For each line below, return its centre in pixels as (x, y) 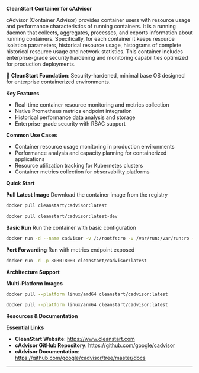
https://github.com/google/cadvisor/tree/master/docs (80, 358)
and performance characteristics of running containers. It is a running (91, 26)
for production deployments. (41, 64)
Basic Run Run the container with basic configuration (71, 227)
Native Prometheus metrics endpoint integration (73, 111)
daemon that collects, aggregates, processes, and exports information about (100, 33)
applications (30, 159)
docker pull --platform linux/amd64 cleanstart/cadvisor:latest (87, 294)
